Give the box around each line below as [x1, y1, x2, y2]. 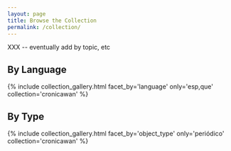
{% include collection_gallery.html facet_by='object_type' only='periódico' [7, 129, 225, 138]
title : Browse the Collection [7, 17, 97, 24]
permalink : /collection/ [7, 23, 81, 30]
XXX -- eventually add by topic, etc [7, 43, 111, 52]
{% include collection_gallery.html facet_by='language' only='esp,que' [7, 82, 213, 91]
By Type [7, 111, 45, 123]
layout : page [7, 10, 46, 18]
